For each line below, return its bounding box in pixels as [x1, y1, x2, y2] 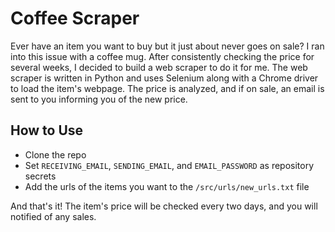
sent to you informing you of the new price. [10, 93, 188, 105]
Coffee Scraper [10, 7, 140, 30]
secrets [24, 170, 57, 182]
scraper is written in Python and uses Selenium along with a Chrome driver [10, 72, 319, 84]
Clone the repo [24, 148, 87, 161]
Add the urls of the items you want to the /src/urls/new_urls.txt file [24, 180, 310, 192]
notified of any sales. [10, 210, 97, 222]
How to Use [10, 122, 84, 139]
